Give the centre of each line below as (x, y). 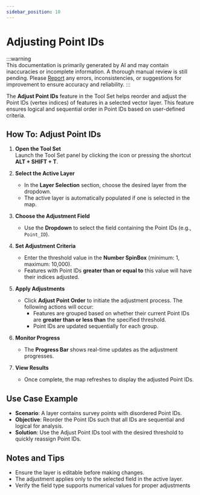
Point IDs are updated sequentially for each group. (96, 326)
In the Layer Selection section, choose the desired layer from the (105, 185)
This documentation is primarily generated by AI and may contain (88, 65)
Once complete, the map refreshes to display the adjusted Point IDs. (109, 379)
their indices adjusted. (52, 277)
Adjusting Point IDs (55, 41)
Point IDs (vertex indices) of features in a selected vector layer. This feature (100, 102)
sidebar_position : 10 (34, 12)
